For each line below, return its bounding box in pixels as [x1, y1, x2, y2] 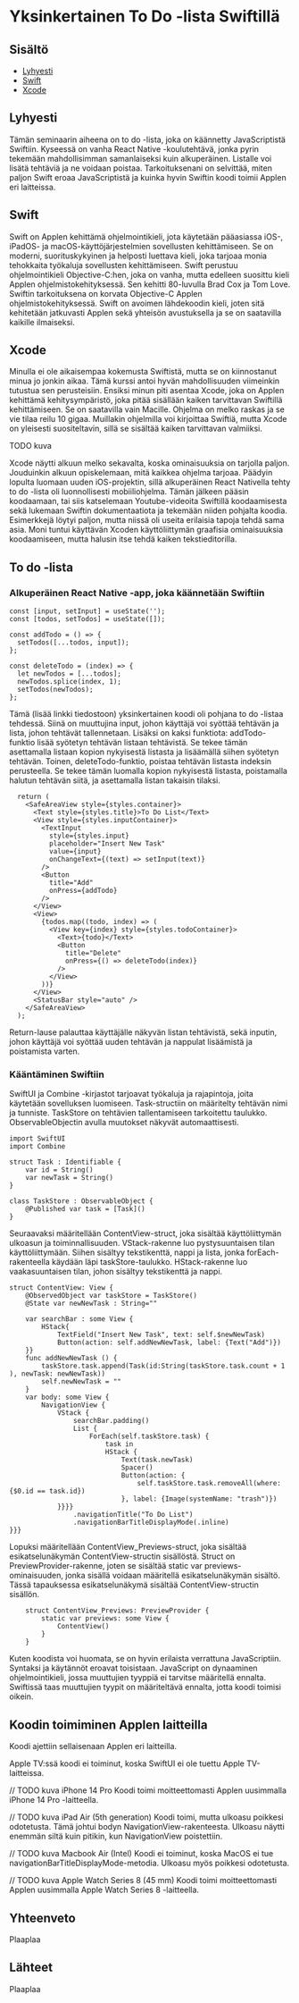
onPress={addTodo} [48, 887, 118, 896]
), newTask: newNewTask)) [9, 1369, 105, 1378]
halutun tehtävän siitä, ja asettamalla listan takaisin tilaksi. [9, 775, 221, 786]
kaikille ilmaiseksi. [9, 316, 76, 327]
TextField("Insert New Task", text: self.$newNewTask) [56, 1330, 266, 1340]
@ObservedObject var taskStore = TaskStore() [25, 1292, 198, 1300]
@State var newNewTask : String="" [25, 1299, 158, 1309]
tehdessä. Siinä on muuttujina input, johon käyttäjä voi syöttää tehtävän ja [9, 718, 279, 729]
